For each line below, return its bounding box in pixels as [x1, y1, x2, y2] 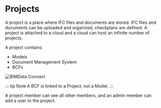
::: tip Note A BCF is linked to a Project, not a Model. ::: [5, 83, 114, 89]
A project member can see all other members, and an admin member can [5, 92, 152, 98]
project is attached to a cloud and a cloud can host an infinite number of [5, 30, 150, 36]
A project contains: [5, 44, 43, 50]
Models [12, 54, 28, 59]
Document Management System [12, 59, 77, 65]
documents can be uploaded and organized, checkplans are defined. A [5, 24, 147, 30]
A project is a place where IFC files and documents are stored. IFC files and [5, 19, 157, 25]
